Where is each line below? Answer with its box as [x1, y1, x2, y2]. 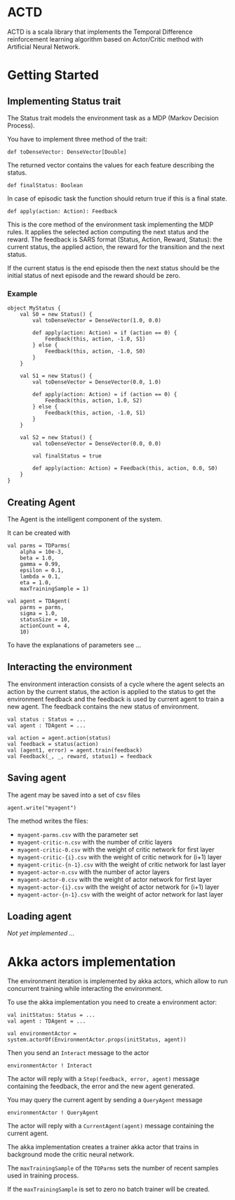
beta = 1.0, [20, 555, 55, 562]
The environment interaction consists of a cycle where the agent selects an [7, 680, 224, 688]
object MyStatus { [7, 305, 61, 312]
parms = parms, [20, 604, 65, 611]
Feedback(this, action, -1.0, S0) [44, 348, 146, 355]
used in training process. [7, 1171, 79, 1180]
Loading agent [7, 911, 72, 923]
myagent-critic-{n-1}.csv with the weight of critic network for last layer [17, 860, 227, 869]
